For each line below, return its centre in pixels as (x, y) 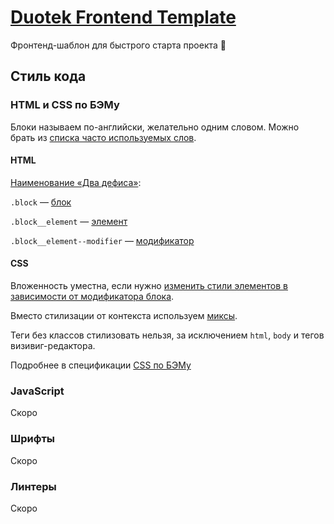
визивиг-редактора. (53, 346)
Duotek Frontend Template (123, 17)
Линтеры (33, 486)
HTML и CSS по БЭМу (65, 105)
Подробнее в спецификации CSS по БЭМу (101, 365)
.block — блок (41, 202)
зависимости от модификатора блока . (92, 297)
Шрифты (32, 439)
